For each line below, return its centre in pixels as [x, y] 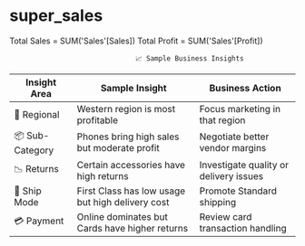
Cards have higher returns [133, 228]
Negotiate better [234, 137]
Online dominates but [122, 216]
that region [222, 120]
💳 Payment [39, 221]
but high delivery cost [123, 202]
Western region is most [126, 109]
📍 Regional [37, 114]
